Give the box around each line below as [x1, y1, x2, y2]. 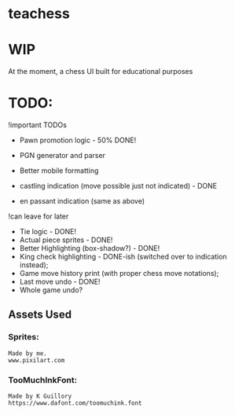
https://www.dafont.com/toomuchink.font [8, 399, 143, 407]
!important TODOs [8, 120, 67, 130]
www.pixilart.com [8, 356, 65, 364]
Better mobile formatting [19, 166, 99, 175]
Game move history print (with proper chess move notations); [19, 269, 219, 278]
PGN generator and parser [19, 151, 106, 160]
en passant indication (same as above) [19, 196, 145, 206]
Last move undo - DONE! [19, 277, 101, 287]
